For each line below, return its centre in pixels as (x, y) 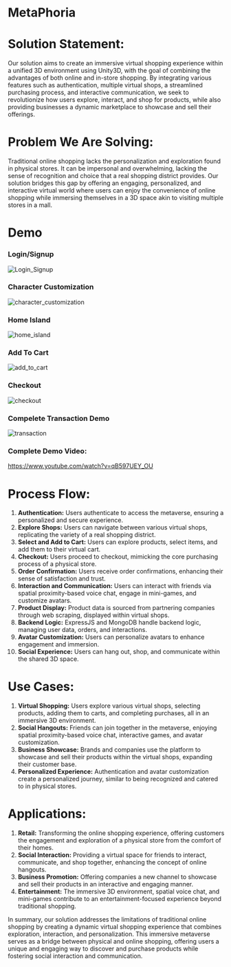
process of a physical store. (57, 564)
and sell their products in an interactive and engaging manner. (106, 884)
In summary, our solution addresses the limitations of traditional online (107, 920)
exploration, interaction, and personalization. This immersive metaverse (109, 934)
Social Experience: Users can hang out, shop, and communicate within (119, 652)
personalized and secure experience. (70, 520)
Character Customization (51, 287)
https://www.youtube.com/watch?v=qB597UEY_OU (80, 466)
